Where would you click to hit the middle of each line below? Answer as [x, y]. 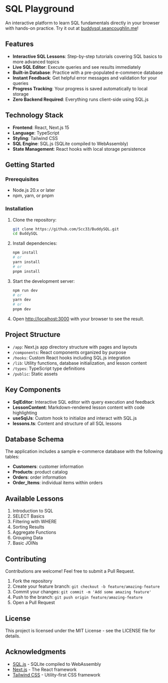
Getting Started [30, 165]
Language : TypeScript [36, 133]
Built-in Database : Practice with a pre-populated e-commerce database [88, 72]
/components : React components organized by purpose [69, 352]
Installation [19, 209]
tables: [12, 457]
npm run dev [25, 290]
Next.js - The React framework [44, 669]
